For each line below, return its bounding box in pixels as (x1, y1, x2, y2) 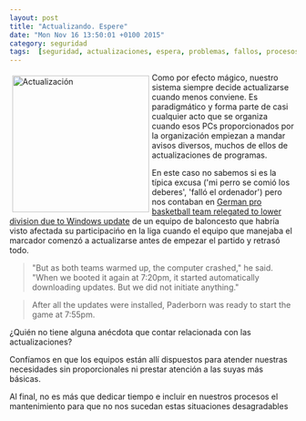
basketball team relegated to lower (151, 206, 282, 217)
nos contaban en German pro (151, 197, 262, 208)
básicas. (9, 374, 41, 385)
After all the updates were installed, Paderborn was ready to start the (31, 300, 291, 311)
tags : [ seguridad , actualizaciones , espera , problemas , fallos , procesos (9, 47, 300, 56)
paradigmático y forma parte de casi (151, 101, 289, 112)
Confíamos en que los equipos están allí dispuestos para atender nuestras (9, 354, 289, 365)
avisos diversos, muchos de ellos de (151, 140, 289, 151)
